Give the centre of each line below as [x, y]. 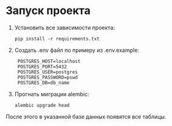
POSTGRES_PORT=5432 [42, 67]
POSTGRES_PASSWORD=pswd [48, 77]
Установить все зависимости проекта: [65, 28]
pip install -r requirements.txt [57, 39]
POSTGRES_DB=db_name [43, 83]
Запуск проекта [48, 11]
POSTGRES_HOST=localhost [49, 61]
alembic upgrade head [42, 105]
